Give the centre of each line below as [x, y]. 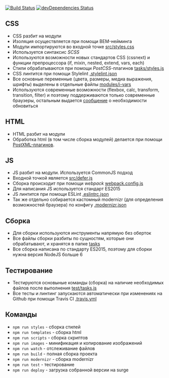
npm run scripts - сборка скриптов [50, 338]
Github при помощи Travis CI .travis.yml [54, 299]
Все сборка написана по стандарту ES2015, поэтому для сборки [82, 249]
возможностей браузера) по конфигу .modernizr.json [70, 205]
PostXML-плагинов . [33, 145]
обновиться [25, 106]
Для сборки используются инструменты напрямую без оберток [82, 233]
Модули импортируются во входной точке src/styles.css [73, 47]
